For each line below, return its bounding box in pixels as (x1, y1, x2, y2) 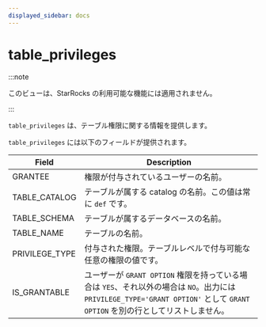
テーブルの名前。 (84, 227, 148, 238)
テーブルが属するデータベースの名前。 (84, 213, 226, 224)
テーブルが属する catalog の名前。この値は (84, 186, 243, 197)
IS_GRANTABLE (12, 287, 70, 298)
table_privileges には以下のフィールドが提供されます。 (8, 137, 192, 146)
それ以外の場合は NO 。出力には (122, 281, 236, 292)
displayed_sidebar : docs (8, 11, 90, 20)
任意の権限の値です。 (84, 254, 164, 265)
